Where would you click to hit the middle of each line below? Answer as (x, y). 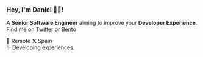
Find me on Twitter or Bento (41, 29)
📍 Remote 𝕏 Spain (29, 41)
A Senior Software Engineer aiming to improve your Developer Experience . (102, 23)
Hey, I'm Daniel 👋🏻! (35, 10)
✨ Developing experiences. (41, 47)
